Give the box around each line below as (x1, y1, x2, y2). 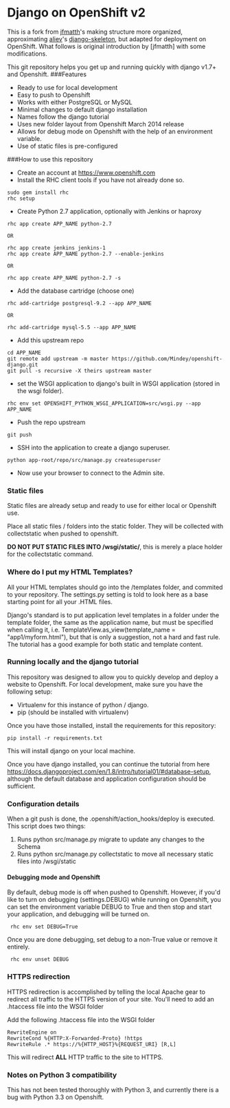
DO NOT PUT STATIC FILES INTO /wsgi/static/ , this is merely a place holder (7, 543, 223, 551)
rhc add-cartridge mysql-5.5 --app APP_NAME (7, 324, 137, 331)
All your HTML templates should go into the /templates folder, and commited (7, 583, 223, 591)
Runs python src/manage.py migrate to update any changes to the (16, 835, 205, 843)
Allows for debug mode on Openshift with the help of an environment (16, 127, 213, 135)
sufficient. (7, 782, 36, 790)
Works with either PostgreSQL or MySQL (16, 98, 133, 106)
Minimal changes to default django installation (16, 105, 148, 113)
